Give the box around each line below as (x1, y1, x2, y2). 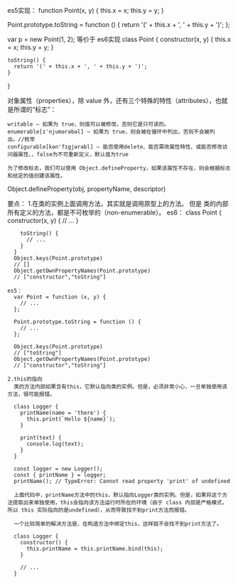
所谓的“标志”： (13, 105, 57, 114)
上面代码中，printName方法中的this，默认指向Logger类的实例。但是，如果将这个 (13, 492, 222, 499)
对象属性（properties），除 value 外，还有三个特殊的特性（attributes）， (7, 97, 215, 104)
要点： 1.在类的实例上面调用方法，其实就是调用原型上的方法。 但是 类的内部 (7, 200, 229, 207)
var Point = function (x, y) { (13, 293, 107, 301)
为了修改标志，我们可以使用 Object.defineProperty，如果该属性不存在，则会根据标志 (7, 165, 231, 172)
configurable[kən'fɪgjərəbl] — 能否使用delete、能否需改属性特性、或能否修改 (7, 144, 222, 151)
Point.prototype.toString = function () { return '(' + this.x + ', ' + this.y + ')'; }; (7, 21, 231, 28)
